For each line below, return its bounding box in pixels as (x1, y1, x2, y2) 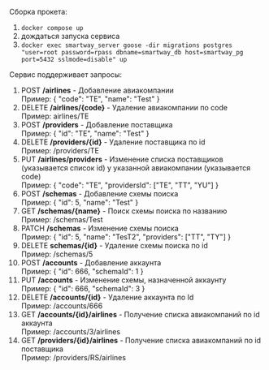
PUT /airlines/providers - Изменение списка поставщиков (20, 154, 223, 164)
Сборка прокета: (9, 7, 67, 16)
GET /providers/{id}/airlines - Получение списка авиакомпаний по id (20, 336, 261, 345)
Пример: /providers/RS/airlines (20, 353, 127, 362)
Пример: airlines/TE (20, 111, 89, 121)
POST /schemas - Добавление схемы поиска (20, 189, 179, 198)
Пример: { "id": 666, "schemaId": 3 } (20, 284, 145, 293)
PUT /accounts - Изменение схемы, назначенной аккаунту (20, 275, 227, 285)
